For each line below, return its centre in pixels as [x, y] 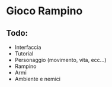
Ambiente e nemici [38, 79]
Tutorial [24, 54]
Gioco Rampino [44, 11]
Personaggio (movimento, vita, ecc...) [60, 60]
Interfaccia [28, 47]
